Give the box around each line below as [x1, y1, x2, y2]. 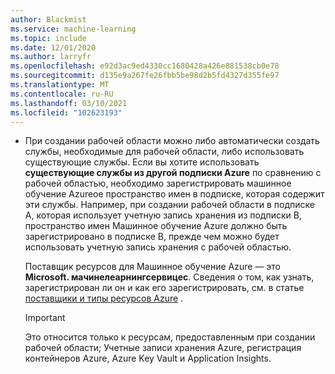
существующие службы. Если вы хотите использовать [24, 156, 260, 168]
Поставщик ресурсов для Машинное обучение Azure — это [24, 261, 282, 273]
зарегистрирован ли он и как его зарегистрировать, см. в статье [24, 282, 305, 294]
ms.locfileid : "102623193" [10, 107, 123, 118]
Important [24, 312, 66, 324]
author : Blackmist [10, 14, 87, 25]
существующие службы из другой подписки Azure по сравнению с [24, 167, 322, 179]
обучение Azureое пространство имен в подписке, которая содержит [24, 188, 325, 200]
